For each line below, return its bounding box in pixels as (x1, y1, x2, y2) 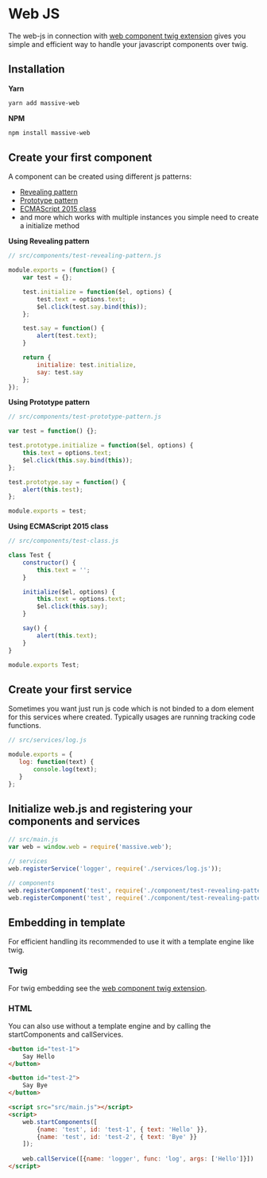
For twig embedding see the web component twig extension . (8, 983, 207, 993)
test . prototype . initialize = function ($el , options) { (8, 442, 194, 450)
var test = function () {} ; (8, 427, 98, 436)
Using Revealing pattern (8, 236, 90, 246)
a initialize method (19, 221, 80, 231)
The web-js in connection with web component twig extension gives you (8, 31, 246, 41)
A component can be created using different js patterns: (8, 172, 192, 181)
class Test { (8, 552, 52, 560)
